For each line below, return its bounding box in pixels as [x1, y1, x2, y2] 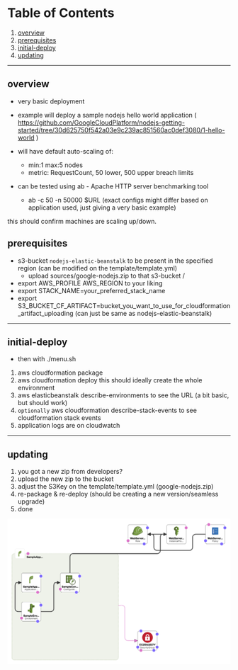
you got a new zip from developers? [17, 467, 123, 476]
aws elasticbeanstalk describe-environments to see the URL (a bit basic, [17, 391, 229, 399]
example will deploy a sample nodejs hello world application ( [17, 110, 197, 119]
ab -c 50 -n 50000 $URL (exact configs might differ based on [28, 195, 208, 204]
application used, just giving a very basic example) [28, 203, 176, 212]
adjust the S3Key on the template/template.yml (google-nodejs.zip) [17, 482, 214, 491]
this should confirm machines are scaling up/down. [7, 217, 157, 225]
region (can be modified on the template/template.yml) [17, 263, 178, 272]
